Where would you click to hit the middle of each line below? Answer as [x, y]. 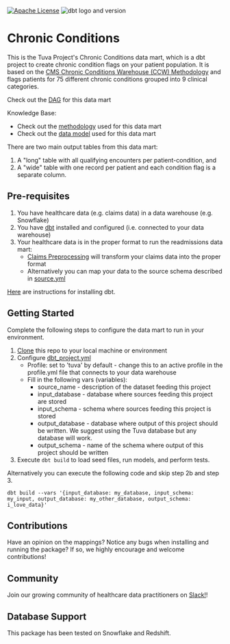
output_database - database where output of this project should [127, 423]
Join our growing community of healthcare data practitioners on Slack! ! [107, 595]
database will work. [65, 438]
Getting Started [41, 313]
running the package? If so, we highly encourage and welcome [96, 549]
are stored [52, 401]
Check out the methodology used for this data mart [89, 126]
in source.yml [47, 278]
